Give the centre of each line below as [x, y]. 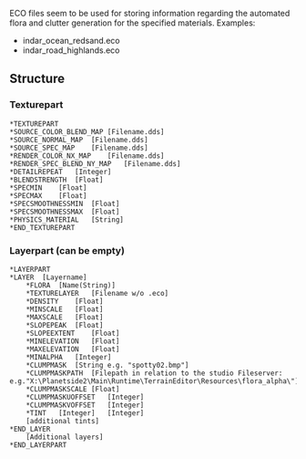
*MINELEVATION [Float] [73, 341]
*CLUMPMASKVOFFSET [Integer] [85, 405]
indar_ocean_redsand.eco [71, 41]
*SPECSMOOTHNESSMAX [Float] [65, 212]
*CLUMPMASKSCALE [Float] [73, 389]
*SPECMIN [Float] [49, 188]
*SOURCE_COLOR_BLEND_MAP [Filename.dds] [87, 131]
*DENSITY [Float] [65, 301]
